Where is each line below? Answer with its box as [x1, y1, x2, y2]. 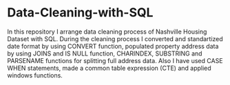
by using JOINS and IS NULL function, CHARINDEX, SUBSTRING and [7, 49, 202, 58]
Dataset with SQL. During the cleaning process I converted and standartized [7, 34, 224, 42]
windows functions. [7, 71, 63, 80]
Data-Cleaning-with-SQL [7, 5, 154, 21]
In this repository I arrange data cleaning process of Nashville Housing [7, 27, 207, 36]
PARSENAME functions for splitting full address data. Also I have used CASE [7, 56, 223, 64]
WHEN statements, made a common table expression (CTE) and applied [7, 64, 211, 72]
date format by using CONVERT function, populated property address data [7, 42, 219, 50]
